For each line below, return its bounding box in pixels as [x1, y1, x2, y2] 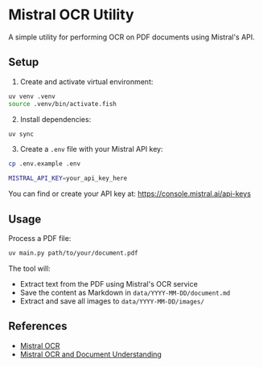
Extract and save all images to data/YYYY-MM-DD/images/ [19, 296, 205, 306]
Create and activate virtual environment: [19, 76, 154, 86]
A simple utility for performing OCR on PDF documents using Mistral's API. [8, 32, 255, 42]
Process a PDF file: [8, 233, 72, 243]
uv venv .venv [8, 92, 56, 100]
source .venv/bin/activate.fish [8, 100, 117, 108]
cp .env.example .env [8, 160, 81, 168]
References [8, 320, 68, 333]
